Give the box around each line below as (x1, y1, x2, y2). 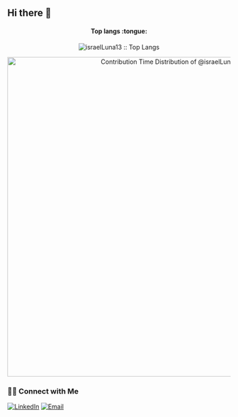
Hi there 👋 (7, 7, 52, 19)
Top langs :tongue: (91, 26, 147, 35)
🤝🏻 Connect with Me (7, 386, 79, 396)
